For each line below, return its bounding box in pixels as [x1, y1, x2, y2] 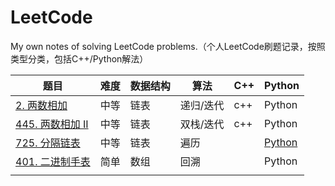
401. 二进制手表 [15, 154, 91, 168]
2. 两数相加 [15, 98, 68, 112]
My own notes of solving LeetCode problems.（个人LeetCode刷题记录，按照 [10, 40, 326, 52]
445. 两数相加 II [15, 117, 89, 131]
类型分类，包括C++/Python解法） [10, 52, 149, 65]
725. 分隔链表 [15, 136, 81, 150]
